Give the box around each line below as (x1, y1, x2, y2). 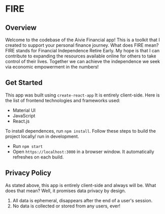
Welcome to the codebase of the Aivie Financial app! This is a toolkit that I (5, 37, 160, 43)
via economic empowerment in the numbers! (5, 64, 99, 70)
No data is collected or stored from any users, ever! (12, 203, 121, 209)
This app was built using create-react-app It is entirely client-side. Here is (5, 92, 160, 98)
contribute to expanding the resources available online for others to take (5, 53, 156, 59)
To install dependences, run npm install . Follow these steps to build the (5, 128, 156, 134)
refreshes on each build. (12, 154, 64, 160)
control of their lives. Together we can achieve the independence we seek (5, 58, 160, 64)
